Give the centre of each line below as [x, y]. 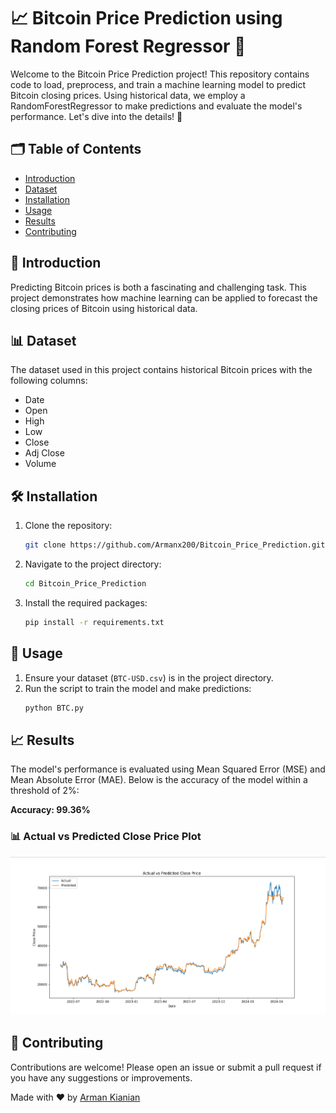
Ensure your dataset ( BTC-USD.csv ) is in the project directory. [149, 677]
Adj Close [44, 453]
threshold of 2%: [45, 791]
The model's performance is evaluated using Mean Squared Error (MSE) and [168, 769]
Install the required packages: [86, 602]
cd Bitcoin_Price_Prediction [85, 584]
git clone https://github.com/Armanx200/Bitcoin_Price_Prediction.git [175, 545]
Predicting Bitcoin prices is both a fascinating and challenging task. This [158, 287]
